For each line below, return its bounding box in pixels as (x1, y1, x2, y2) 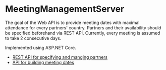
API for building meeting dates (12, 59, 74, 65)
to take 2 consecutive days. (5, 35, 61, 41)
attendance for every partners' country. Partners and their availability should (5, 24, 162, 30)
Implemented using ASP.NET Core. (5, 45, 76, 50)
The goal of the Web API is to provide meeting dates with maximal (5, 20, 140, 25)
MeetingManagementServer (5, 3, 124, 15)
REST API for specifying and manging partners (12, 54, 108, 60)
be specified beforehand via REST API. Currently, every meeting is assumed (5, 30, 160, 36)
